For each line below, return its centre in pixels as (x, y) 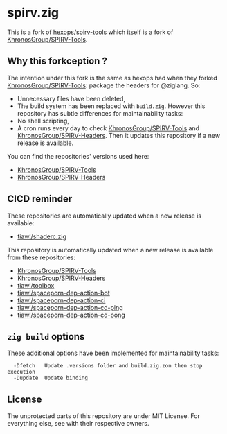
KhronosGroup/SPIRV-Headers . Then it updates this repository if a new (118, 135)
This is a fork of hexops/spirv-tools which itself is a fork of (90, 32)
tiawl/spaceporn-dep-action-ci (61, 300)
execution (21, 372)
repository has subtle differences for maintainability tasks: (100, 113)
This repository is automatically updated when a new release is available (110, 250)
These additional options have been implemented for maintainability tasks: (113, 353)
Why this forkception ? (57, 61)
